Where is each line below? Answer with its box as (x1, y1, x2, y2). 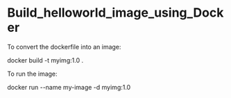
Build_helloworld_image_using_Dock (7, 5, 224, 21)
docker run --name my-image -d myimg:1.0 (7, 83, 131, 91)
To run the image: (7, 70, 58, 78)
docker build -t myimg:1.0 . (7, 56, 84, 64)
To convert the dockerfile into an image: (7, 42, 121, 51)
